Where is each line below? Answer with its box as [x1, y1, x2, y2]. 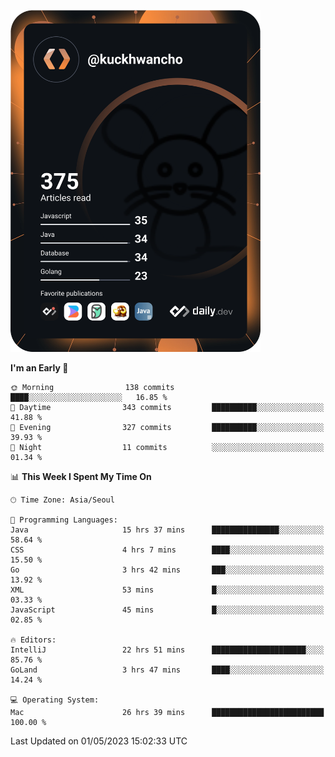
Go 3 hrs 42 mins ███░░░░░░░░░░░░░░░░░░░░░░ [10, 565, 325, 575]
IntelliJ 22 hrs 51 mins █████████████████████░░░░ [10, 645, 325, 655]
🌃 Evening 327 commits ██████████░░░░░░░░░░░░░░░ [10, 422, 325, 432]
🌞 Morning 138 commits [10, 382, 175, 392]
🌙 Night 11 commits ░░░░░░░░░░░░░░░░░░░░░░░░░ [10, 442, 325, 452]
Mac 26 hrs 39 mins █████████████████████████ [10, 707, 325, 717]
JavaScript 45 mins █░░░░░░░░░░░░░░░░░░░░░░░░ [10, 605, 325, 615]
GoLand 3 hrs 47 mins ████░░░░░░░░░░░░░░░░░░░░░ [10, 665, 325, 675]
